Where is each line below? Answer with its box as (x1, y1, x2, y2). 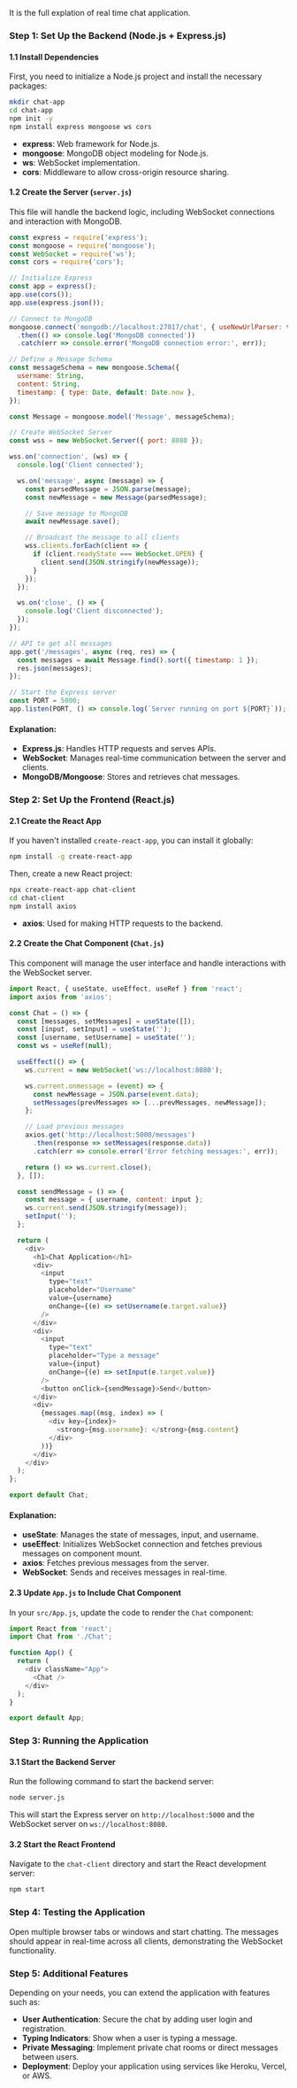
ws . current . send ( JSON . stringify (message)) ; (25, 1204, 188, 1213)
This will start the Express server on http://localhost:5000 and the (9, 1809, 255, 1820)
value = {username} (48, 1294, 113, 1303)
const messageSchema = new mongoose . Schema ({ (9, 363, 179, 373)
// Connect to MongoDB (9, 314, 93, 323)
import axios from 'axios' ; (9, 992, 113, 1001)
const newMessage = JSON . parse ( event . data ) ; (32, 1090, 200, 1098)
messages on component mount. (21, 1548, 143, 1559)
